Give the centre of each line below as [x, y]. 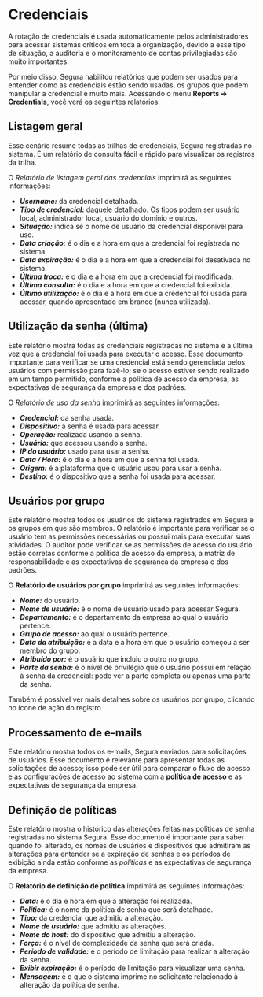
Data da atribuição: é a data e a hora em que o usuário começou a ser [134, 643]
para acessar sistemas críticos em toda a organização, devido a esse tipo [127, 44]
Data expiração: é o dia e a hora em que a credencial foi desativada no [135, 259]
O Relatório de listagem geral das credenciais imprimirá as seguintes [120, 177]
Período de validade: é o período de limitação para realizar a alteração [134, 951]
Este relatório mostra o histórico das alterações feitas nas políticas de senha [131, 829]
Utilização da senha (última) [78, 326]
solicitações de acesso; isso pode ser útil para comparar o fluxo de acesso [129, 769]
